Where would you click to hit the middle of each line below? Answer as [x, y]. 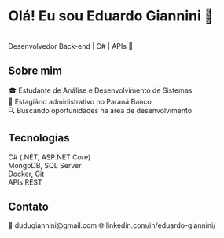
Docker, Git [26, 174]
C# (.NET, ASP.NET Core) [50, 157]
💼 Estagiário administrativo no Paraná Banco [80, 101]
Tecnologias [39, 138]
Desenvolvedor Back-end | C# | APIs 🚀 [71, 46]
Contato [28, 206]
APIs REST [26, 182]
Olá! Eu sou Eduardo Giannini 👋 [111, 16]
